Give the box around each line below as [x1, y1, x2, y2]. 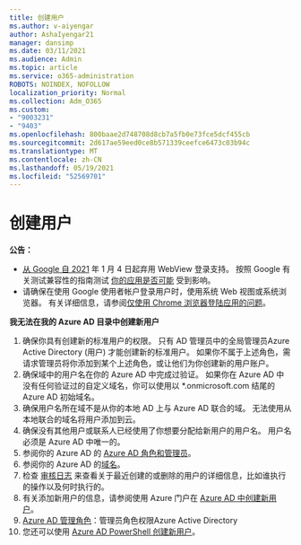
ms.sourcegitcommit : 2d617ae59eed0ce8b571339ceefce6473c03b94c [9, 138, 251, 147]
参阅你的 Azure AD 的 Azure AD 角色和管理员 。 [21, 448, 196, 459]
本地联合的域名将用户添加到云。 [21, 414, 141, 425]
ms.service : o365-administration [9, 72, 134, 81]
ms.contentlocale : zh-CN [9, 154, 102, 164]
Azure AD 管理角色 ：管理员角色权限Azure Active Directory [21, 515, 238, 526]
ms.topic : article [9, 64, 78, 73]
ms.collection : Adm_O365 [9, 96, 102, 106]
